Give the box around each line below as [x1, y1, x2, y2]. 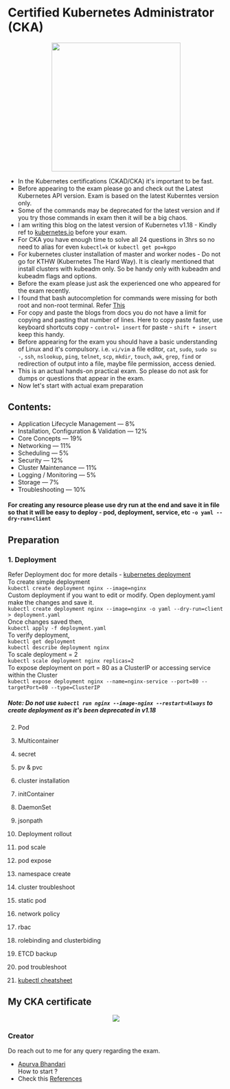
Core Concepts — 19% [17, 434, 83, 442]
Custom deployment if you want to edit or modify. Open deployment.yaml [8, 591, 216, 599]
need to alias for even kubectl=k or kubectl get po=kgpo [17, 243, 176, 251]
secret [17, 750, 36, 758]
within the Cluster [8, 671, 58, 680]
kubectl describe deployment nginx [8, 644, 110, 651]
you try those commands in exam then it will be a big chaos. [17, 213, 188, 221]
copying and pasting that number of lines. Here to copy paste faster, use [17, 315, 223, 324]
